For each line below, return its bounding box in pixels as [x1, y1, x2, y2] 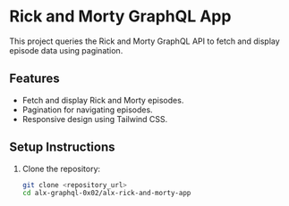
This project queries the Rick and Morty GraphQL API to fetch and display [9, 36, 280, 46]
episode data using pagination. [9, 45, 123, 55]
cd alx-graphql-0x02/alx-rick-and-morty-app [21, 189, 191, 198]
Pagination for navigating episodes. [21, 104, 154, 115]
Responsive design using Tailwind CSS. [21, 113, 168, 124]
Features [9, 71, 60, 87]
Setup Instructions [9, 140, 115, 155]
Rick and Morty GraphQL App [9, 6, 232, 27]
